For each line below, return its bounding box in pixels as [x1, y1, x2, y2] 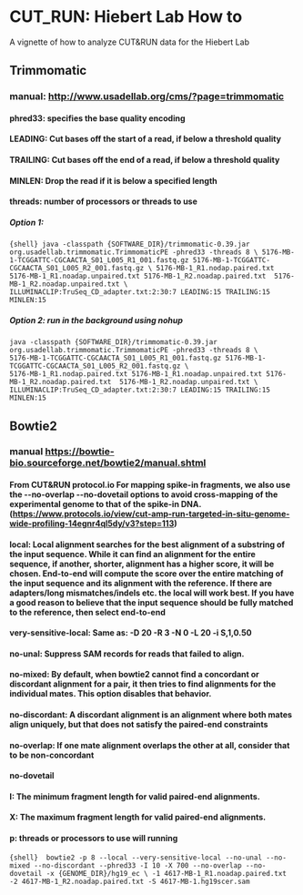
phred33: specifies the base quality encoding [9, 112, 186, 124]
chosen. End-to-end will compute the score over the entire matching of [9, 567, 284, 579]
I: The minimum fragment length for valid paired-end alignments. [9, 790, 261, 802]
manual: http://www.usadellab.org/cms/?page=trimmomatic [9, 90, 285, 103]
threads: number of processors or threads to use [9, 196, 198, 207]
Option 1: [9, 217, 44, 228]
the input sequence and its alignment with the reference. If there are [9, 577, 273, 588]
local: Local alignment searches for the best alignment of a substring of [9, 539, 285, 550]
